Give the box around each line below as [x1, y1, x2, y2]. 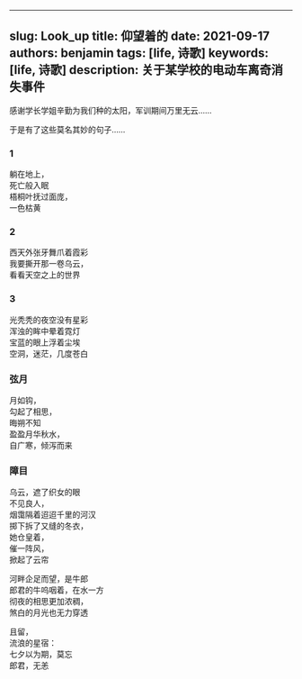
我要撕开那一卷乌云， [9, 258, 88, 269]
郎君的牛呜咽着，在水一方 [9, 584, 104, 595]
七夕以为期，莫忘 [9, 649, 73, 660]
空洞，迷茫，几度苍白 [9, 348, 88, 358]
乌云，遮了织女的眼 [9, 487, 81, 498]
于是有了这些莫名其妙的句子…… [9, 123, 126, 135]
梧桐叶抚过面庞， [9, 191, 73, 203]
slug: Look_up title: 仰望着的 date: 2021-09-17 [9, 29, 270, 44]
